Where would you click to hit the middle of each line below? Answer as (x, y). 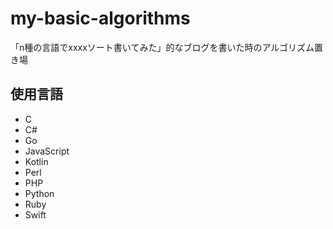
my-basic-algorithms (100, 18)
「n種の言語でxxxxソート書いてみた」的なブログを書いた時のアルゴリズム (162, 47)
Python (39, 193)
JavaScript (47, 151)
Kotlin (36, 161)
